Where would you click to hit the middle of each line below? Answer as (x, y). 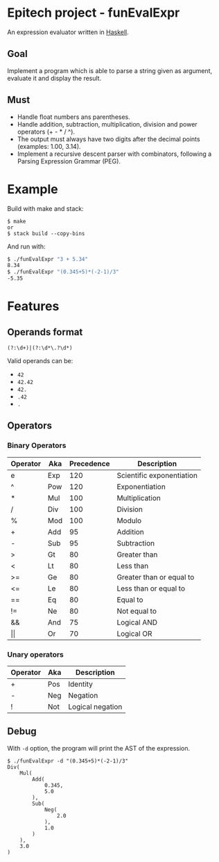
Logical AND (137, 622)
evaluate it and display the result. (54, 78)
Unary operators (36, 654)
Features (33, 306)
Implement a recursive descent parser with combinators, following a (114, 154)
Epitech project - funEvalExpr (94, 13)
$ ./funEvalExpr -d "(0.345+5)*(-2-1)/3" (68, 761)
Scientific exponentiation (157, 475)
